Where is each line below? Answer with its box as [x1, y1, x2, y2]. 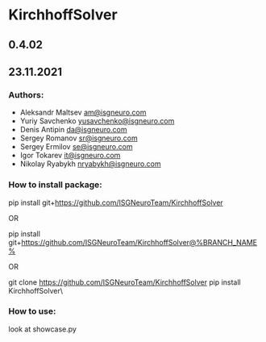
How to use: [8, 306, 56, 317]
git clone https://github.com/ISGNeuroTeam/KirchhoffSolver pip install [8, 277, 241, 287]
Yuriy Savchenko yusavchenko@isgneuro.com [19, 116, 175, 126]
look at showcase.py [8, 324, 77, 334]
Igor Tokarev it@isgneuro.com [19, 151, 121, 161]
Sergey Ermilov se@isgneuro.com [19, 142, 133, 152]
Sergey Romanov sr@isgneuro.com [19, 133, 139, 143]
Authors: [8, 89, 44, 100]
